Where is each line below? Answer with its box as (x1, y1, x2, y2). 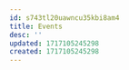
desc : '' (9, 30, 43, 39)
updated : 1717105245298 (9, 38, 100, 48)
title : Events (9, 22, 64, 31)
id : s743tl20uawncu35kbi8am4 (9, 13, 120, 23)
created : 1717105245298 (9, 47, 100, 56)
